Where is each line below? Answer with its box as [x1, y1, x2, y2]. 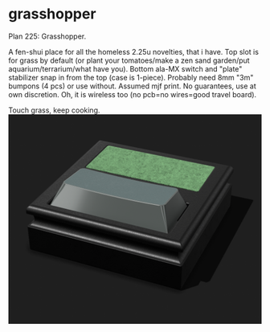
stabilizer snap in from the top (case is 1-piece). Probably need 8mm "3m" [8, 72, 254, 82]
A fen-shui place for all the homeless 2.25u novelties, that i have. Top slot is [8, 47, 260, 56]
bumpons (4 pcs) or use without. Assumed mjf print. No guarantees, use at [8, 81, 257, 91]
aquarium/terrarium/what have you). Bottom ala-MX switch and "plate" [8, 64, 243, 73]
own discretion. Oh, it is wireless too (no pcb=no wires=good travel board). [8, 89, 257, 99]
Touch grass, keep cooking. [8, 105, 100, 115]
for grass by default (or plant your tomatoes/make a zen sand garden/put [8, 55, 251, 65]
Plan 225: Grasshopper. [8, 31, 87, 41]
